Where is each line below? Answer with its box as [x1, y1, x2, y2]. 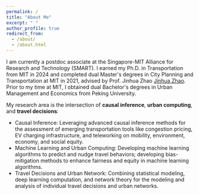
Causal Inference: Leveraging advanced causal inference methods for [14, 119, 186, 126]
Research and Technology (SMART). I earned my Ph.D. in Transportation [6, 64, 184, 71]
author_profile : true [6, 25, 60, 32]
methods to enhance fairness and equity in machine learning [40, 157, 189, 164]
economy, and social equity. [14, 138, 84, 145]
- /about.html [11, 42, 46, 48]
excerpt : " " [6, 20, 39, 26]
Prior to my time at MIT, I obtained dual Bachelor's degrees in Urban [6, 83, 173, 90]
